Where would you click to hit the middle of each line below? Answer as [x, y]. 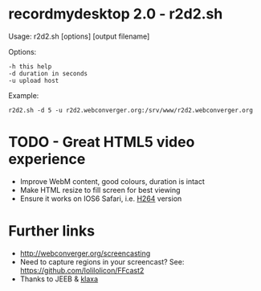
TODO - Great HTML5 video [102, 142]
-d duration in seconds [48, 73]
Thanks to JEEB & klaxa [59, 279]
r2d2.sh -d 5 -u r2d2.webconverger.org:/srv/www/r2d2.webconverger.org [130, 110]
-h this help [30, 66]
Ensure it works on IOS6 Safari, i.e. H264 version [101, 199]
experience [47, 160]
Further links [51, 231]
